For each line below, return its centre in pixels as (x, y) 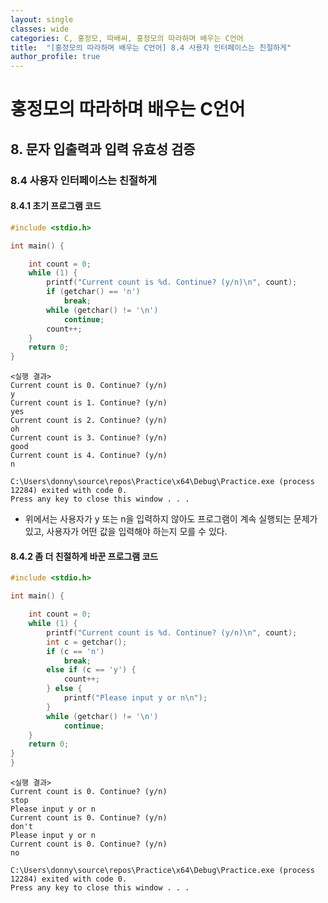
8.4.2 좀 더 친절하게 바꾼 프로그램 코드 (84, 556)
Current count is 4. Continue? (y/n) (89, 456)
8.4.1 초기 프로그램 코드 (56, 206)
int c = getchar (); (87, 642)
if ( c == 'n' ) (75, 651)
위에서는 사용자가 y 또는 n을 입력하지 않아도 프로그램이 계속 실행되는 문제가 (171, 519)
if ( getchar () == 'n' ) (93, 292)
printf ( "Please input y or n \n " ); (135, 698)
